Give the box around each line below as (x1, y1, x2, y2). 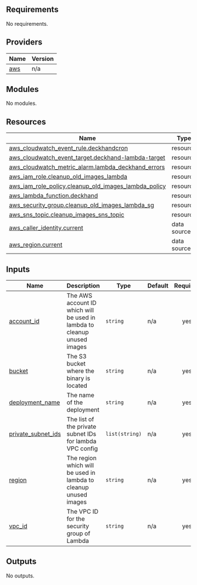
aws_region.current (9, 241, 63, 249)
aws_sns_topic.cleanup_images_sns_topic (9, 211, 125, 219)
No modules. (6, 100, 37, 107)
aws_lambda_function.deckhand (9, 191, 98, 200)
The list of (66, 415, 94, 423)
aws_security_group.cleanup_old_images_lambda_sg (9, 201, 154, 210)
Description (66, 282, 100, 290)
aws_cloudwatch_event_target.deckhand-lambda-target (9, 153, 165, 162)
